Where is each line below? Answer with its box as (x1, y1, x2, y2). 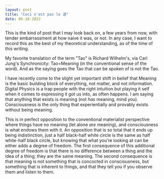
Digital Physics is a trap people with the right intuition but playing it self (5, 86, 150, 92)
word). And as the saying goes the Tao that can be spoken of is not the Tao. (5, 66, 160, 72)
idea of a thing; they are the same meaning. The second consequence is (5, 153, 153, 159)
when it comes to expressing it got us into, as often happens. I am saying (5, 91, 154, 97)
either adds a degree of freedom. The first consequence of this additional (5, 143, 155, 149)
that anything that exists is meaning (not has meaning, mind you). (5, 96, 138, 102)
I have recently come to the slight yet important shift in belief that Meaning (5, 75, 157, 82)
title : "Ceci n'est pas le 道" (5, 12, 69, 17)
